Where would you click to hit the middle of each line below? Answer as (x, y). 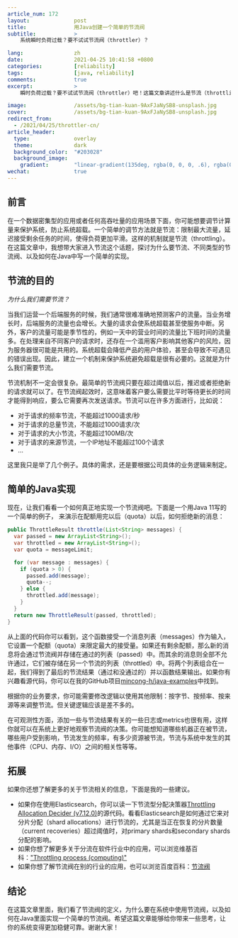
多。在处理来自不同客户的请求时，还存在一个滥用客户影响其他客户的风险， (116, 341)
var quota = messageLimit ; (53, 550)
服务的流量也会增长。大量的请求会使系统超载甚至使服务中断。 (128, 323)
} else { (33, 589)
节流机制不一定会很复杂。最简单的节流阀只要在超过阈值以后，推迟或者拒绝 (116, 382)
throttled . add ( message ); (63, 596)
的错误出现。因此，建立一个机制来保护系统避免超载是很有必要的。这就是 (113, 359)
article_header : (31, 132)
